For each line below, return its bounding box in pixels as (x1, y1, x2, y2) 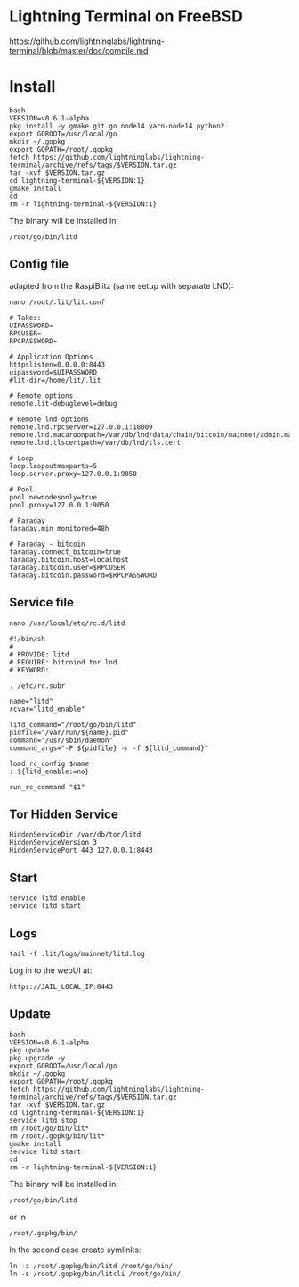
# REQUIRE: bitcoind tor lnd (9, 657, 117, 666)
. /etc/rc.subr (9, 681, 66, 690)
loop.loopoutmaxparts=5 (9, 461, 98, 470)
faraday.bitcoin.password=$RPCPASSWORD (9, 571, 158, 580)
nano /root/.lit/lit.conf (9, 297, 105, 307)
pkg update (9, 1045, 50, 1054)
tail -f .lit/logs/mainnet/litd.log (9, 949, 145, 958)
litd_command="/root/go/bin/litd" (9, 720, 138, 729)
